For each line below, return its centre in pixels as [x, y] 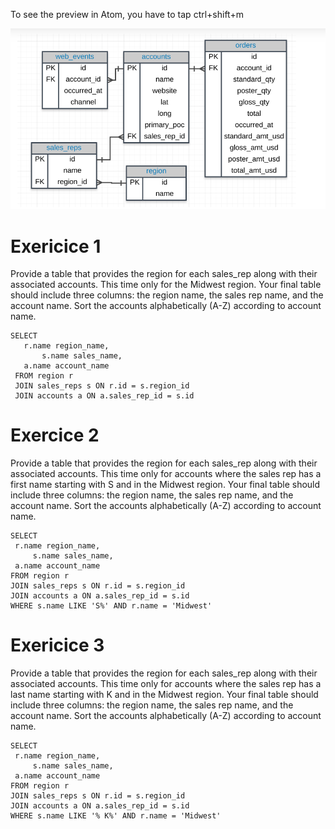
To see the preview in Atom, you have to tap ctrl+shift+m [127, 14]
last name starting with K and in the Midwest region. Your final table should [164, 695]
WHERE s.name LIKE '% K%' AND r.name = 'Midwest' [116, 816]
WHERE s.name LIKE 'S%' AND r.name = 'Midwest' [111, 606]
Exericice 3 [57, 645]
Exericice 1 [56, 246]
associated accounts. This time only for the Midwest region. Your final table [166, 285]
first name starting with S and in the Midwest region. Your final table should [165, 485]
